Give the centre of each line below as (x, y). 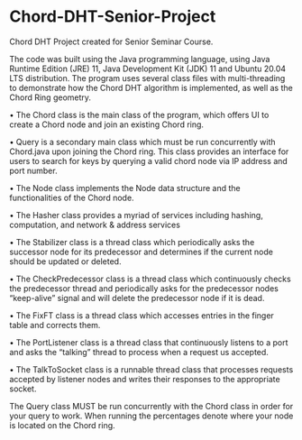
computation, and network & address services (95, 225)
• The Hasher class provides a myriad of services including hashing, (136, 215)
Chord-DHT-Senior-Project (113, 17)
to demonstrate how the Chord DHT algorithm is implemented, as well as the (151, 87)
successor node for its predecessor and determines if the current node (141, 252)
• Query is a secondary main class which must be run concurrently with (143, 142)
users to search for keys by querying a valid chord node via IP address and (149, 160)
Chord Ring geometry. (50, 97)
